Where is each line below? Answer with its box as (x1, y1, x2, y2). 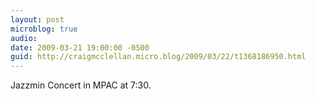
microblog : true (10, 24, 78, 34)
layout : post (10, 14, 65, 25)
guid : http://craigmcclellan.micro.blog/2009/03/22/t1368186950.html (10, 52, 307, 62)
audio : (10, 33, 38, 43)
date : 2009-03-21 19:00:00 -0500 (10, 42, 150, 53)
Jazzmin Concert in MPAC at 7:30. (10, 79, 152, 91)
